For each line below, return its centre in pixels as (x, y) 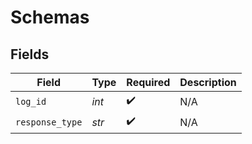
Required (148, 82)
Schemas (50, 17)
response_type (49, 122)
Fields (30, 54)
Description (208, 82)
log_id (31, 101)
